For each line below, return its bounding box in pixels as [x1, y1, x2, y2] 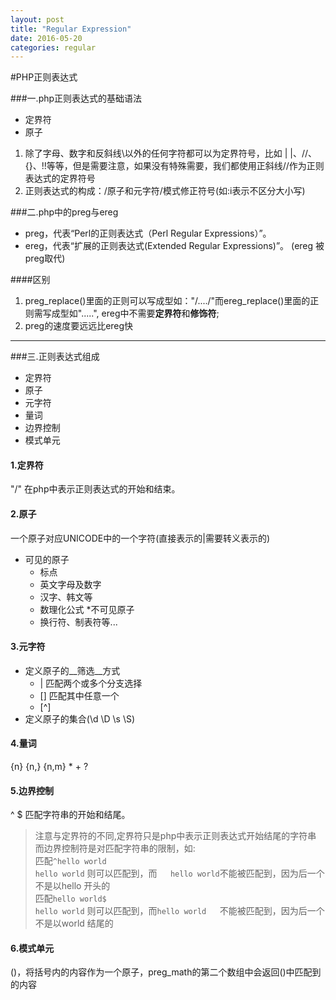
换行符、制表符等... [39, 616, 118, 628]
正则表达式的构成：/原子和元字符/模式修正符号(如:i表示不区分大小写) [24, 185, 306, 197]
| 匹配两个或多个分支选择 [39, 677, 143, 689]
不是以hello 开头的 [34, 880, 111, 892]
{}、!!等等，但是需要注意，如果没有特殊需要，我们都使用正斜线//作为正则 [24, 160, 325, 172]
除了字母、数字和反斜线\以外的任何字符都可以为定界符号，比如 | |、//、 [24, 147, 318, 160]
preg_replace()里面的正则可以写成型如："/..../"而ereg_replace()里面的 [24, 295, 311, 307]
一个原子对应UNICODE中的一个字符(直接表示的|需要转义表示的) [10, 532, 271, 544]
